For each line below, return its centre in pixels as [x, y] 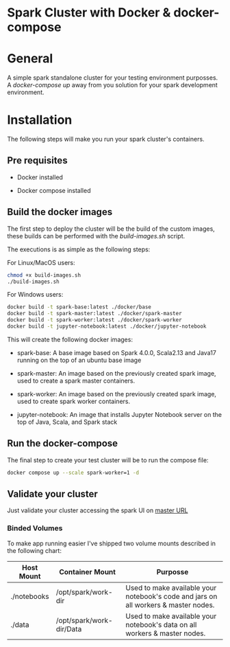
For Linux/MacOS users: [41, 262]
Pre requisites [37, 160]
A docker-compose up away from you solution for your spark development [112, 85]
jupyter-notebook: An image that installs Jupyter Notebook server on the [119, 414]
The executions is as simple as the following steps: [79, 249]
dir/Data [69, 628]
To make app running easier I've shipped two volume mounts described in [112, 543]
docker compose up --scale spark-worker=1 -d [73, 473]
